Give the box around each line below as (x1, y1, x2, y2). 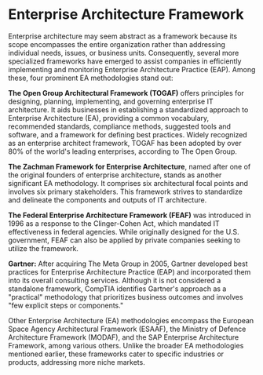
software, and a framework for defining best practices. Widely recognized (8, 129, 247, 139)
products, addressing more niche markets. (8, 357, 145, 366)
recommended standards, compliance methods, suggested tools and (8, 122, 232, 131)
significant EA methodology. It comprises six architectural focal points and (8, 178, 249, 187)
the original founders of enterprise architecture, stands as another (8, 170, 222, 180)
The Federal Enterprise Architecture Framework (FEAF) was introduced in (8, 210, 251, 220)
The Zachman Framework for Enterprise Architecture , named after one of (8, 162, 251, 171)
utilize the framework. (8, 243, 79, 253)
